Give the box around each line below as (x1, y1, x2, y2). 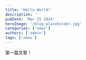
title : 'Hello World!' (5, 7, 53, 12)
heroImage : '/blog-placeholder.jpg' (5, 21, 82, 26)
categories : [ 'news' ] (5, 26, 51, 31)
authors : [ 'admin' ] (5, 30, 46, 35)
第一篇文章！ (5, 49, 32, 55)
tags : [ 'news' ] (5, 35, 37, 40)
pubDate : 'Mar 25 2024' (5, 16, 55, 21)
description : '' (5, 12, 39, 17)
